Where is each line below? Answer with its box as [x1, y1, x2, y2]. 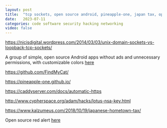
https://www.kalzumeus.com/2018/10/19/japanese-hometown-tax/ [5, 108, 141, 114]
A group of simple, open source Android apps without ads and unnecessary [5, 54, 161, 60]
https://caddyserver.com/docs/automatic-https [5, 88, 102, 94]
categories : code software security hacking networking [5, 21, 123, 26]
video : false [5, 26, 32, 31]
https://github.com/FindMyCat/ [5, 69, 69, 75]
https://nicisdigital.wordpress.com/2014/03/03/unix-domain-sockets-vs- [5, 39, 155, 45]
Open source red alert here [5, 117, 61, 123]
